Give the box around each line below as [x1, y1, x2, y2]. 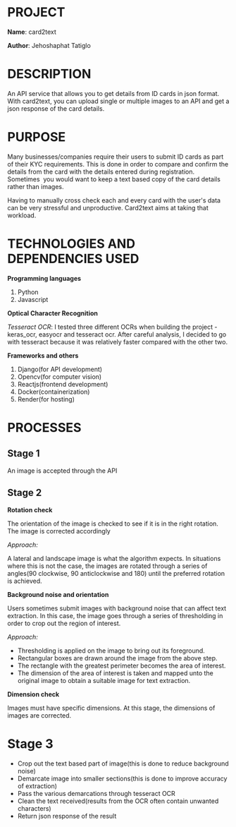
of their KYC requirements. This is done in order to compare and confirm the [7, 159, 229, 168]
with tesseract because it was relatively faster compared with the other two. [7, 337, 228, 346]
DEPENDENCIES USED [7, 251, 139, 267]
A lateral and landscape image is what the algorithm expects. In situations [7, 554, 221, 562]
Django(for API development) [17, 365, 103, 373]
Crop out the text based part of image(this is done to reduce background [17, 759, 229, 768]
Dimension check [7, 689, 60, 699]
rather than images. [7, 182, 64, 191]
